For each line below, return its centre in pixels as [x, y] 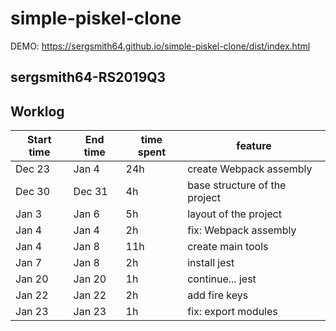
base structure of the [237, 185]
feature [254, 146]
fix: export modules [232, 312]
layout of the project [234, 214]
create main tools [228, 247]
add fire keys [218, 295]
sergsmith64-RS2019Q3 [88, 77]
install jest [211, 263]
